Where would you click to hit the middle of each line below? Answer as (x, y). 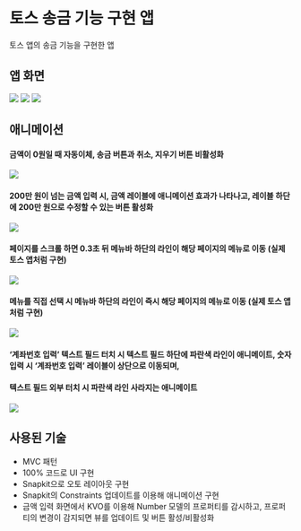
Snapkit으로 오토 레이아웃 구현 (76, 483)
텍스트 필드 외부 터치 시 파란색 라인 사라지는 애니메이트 (103, 387)
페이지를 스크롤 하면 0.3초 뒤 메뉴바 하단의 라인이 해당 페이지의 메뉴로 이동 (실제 (147, 248)
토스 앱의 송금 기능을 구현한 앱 (62, 45)
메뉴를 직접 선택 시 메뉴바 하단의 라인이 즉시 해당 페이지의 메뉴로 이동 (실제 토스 (146, 301)
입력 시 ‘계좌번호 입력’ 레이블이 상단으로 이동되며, (95, 365)
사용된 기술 (38, 438)
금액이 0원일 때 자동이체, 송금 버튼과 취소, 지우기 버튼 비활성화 (116, 154)
